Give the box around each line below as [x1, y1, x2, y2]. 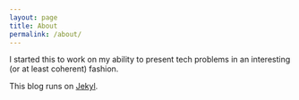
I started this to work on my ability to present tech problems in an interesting [9, 54, 291, 65]
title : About [9, 21, 58, 30]
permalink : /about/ [9, 29, 82, 38]
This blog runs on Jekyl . [9, 81, 98, 92]
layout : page [9, 12, 58, 22]
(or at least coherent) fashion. [9, 63, 119, 74]
